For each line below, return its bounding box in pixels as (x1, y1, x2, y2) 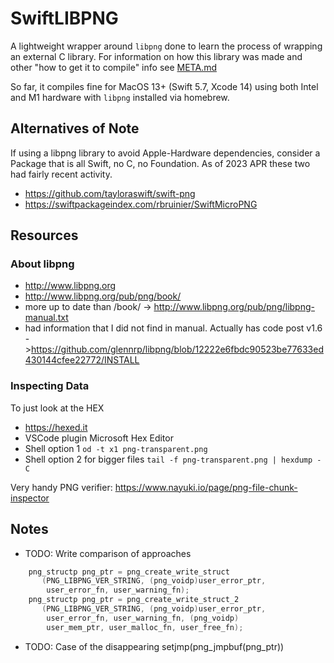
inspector (10, 492, 50, 504)
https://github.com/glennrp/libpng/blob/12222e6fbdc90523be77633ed (31, 343, 324, 356)
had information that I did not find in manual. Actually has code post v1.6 (24, 322, 323, 334)
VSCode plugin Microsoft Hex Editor (24, 432, 174, 444)
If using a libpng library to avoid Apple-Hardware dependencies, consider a (10, 147, 321, 159)
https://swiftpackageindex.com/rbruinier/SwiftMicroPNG (24, 198, 258, 210)
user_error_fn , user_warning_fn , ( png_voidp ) (46, 613, 240, 623)
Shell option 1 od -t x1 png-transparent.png (24, 442, 208, 454)
